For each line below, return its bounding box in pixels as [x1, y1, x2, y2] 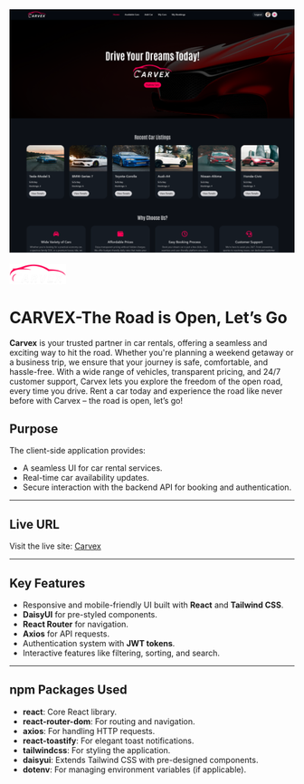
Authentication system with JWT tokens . [22, 638, 176, 649]
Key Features [9, 575, 86, 591]
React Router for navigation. [22, 619, 129, 630]
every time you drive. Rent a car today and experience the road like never [9, 385, 283, 397]
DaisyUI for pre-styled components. [22, 609, 158, 620]
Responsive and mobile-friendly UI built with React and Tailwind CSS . [22, 599, 284, 610]
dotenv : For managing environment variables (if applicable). [22, 764, 247, 775]
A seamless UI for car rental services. [22, 463, 163, 473]
